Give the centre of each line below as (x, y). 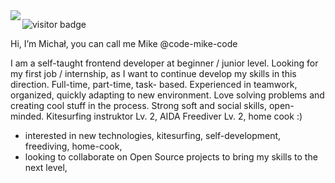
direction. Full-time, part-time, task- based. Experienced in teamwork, (154, 84)
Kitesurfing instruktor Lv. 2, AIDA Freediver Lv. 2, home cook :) (174, 116)
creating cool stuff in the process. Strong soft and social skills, (139, 105)
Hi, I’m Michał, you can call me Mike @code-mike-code (124, 43)
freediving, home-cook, (73, 146)
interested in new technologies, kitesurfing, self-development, (153, 135)
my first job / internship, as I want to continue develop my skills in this (153, 73)
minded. (27, 116)
